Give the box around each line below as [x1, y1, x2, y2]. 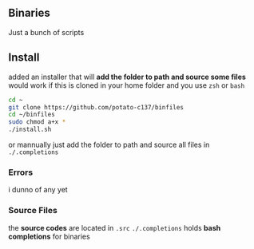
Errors [8, 167, 34, 178]
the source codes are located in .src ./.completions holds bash [8, 223, 221, 232]
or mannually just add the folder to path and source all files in [8, 140, 210, 149]
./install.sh [8, 125, 52, 134]
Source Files [8, 205, 58, 216]
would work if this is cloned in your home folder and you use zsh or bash [8, 80, 245, 90]
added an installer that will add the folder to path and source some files [8, 72, 246, 81]
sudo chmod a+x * [8, 118, 66, 126]
